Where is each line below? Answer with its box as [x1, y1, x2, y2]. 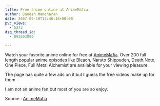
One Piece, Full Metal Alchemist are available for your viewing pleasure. [5, 62, 149, 68]
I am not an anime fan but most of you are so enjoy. [5, 86, 108, 92]
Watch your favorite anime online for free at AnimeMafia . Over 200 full [5, 52, 146, 57]
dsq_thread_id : [5, 30, 36, 35]
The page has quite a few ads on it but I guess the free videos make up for [5, 71, 155, 77]
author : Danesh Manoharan [5, 12, 58, 17]
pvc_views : [5, 20, 27, 26]
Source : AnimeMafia [5, 95, 47, 101]
